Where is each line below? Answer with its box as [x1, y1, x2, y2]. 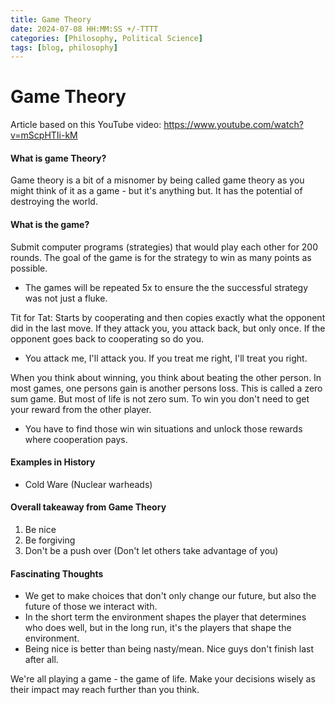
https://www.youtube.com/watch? [163, 119, 304, 131]
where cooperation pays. [24, 433, 128, 445]
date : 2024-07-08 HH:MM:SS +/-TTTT [10, 24, 159, 34]
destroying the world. [10, 196, 98, 208]
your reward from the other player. [10, 403, 152, 415]
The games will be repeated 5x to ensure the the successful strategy [24, 281, 309, 293]
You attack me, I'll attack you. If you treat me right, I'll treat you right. [24, 352, 308, 364]
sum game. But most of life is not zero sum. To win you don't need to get [10, 392, 310, 405]
